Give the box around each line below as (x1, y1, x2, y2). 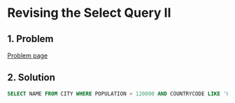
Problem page (7, 51, 48, 60)
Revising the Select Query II (7, 5, 171, 21)
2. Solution (7, 71, 56, 83)
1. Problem (7, 33, 54, 45)
